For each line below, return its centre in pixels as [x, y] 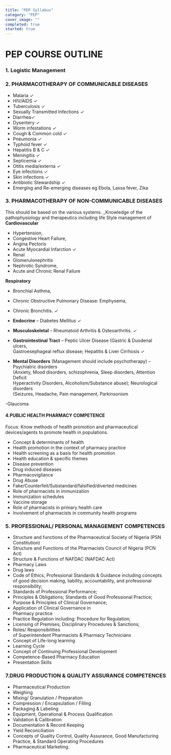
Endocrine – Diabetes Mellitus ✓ [47, 320]
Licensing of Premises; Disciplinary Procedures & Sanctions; [76, 624]
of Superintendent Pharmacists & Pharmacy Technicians [72, 635]
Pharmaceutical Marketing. [41, 747]
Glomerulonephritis [33, 260]
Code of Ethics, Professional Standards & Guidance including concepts [87, 575]
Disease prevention [33, 464]
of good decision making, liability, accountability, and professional [82, 581]
